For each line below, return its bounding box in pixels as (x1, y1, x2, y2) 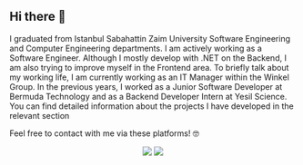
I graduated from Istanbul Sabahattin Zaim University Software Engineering (9, 33, 291, 44)
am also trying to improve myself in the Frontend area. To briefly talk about (9, 62, 289, 73)
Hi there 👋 (9, 9, 66, 24)
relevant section (9, 110, 70, 121)
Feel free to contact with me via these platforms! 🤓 (9, 128, 200, 139)
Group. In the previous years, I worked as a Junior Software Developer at (9, 81, 283, 92)
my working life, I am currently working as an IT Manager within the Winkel (9, 72, 289, 82)
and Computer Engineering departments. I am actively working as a (9, 43, 262, 53)
